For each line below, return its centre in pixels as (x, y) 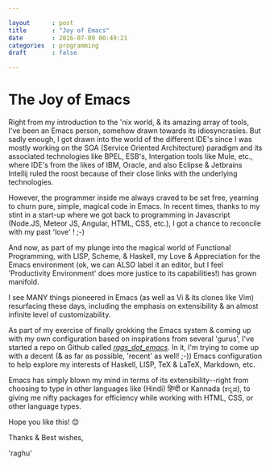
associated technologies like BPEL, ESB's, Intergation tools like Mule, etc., (131, 156)
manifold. (24, 282)
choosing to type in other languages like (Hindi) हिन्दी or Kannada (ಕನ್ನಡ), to (129, 389)
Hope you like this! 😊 (44, 422)
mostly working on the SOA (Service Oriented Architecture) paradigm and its (135, 148)
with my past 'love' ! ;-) (47, 232)
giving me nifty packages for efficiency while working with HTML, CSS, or (131, 398)
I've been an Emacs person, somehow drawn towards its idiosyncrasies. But (135, 131)
